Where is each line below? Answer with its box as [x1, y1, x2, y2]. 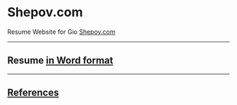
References [7, 87, 59, 99]
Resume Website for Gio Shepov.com [7, 27, 116, 36]
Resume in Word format [7, 54, 114, 67]
